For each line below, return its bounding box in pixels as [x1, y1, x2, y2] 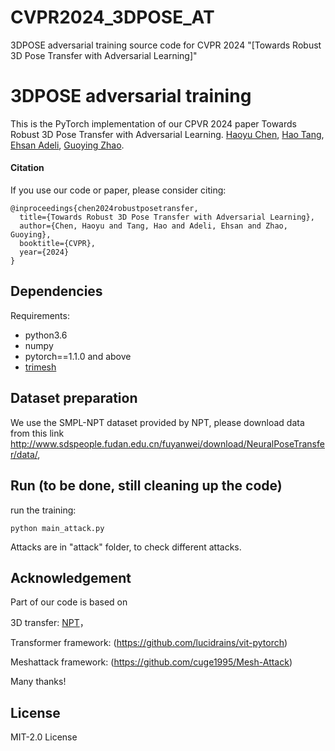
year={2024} [19, 247, 70, 258]
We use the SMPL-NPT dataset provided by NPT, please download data [10, 416, 305, 428]
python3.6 [24, 329, 68, 341]
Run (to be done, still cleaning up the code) [10, 477, 283, 495]
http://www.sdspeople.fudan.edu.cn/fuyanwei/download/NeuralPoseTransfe [10, 437, 325, 450]
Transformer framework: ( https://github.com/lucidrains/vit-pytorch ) [10, 637, 288, 649]
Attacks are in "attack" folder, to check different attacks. [10, 541, 242, 553]
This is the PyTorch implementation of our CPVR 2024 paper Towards [10, 117, 297, 130]
